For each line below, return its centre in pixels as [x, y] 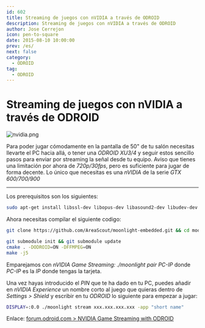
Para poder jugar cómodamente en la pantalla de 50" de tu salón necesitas [100, 147]
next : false [21, 52]
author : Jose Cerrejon [35, 29]
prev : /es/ [20, 46]
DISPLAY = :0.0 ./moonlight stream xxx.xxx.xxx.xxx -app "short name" [95, 307]
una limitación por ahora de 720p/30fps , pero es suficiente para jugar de [98, 166]
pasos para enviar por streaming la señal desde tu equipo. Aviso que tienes [101, 159]
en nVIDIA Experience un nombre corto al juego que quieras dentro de [95, 289]
